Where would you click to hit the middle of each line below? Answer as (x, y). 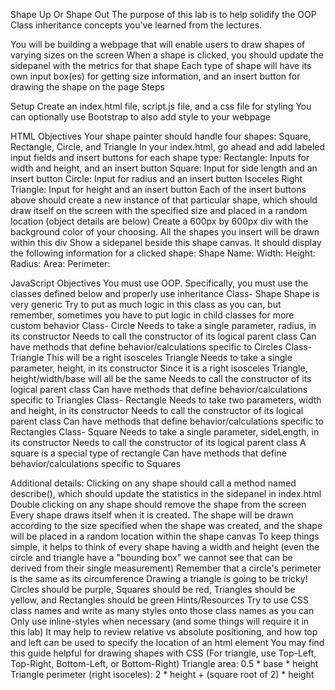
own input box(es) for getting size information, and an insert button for (155, 76)
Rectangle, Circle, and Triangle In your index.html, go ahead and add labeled (168, 147)
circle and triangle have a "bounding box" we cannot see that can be (151, 557)
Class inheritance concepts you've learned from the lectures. (136, 25)
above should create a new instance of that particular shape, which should (164, 200)
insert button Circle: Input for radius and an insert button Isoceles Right (156, 178)
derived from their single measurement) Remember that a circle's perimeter (166, 568)
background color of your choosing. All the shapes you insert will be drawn (165, 232)
